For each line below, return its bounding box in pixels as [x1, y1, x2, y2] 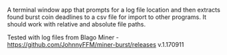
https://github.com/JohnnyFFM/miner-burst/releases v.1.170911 [7, 41, 184, 48]
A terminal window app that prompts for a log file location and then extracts [7, 6, 221, 14]
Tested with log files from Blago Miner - [7, 33, 119, 41]
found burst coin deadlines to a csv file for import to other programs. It [7, 13, 207, 21]
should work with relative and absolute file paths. [7, 20, 146, 28]
